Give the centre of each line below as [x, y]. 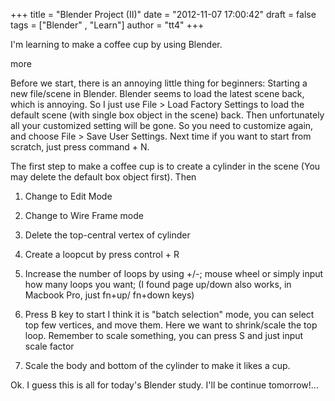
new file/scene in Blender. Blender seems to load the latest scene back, [157, 93]
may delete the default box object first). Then [103, 177]
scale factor [49, 346]
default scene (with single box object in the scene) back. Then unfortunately [167, 115]
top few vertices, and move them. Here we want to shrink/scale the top [171, 325]
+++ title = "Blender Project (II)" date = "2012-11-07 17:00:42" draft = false [163, 14]
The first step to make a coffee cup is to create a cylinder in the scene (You [165, 166]
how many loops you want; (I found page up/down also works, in [158, 284]
